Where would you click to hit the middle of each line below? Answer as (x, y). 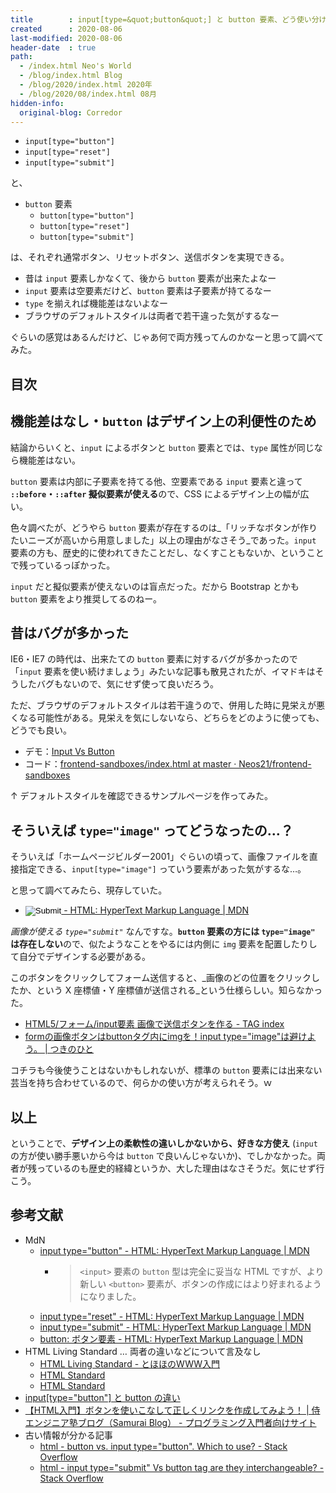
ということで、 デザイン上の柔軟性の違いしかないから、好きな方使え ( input (164, 1143)
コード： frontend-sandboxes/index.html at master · (130, 764)
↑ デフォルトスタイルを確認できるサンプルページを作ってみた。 (141, 796)
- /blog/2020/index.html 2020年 (86, 85)
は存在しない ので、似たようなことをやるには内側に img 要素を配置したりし (164, 944)
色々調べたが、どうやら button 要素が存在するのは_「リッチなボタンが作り (164, 527)
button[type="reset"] (84, 227)
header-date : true (53, 47)
